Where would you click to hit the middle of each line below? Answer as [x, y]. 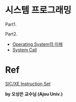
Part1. [11, 24]
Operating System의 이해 [38, 44]
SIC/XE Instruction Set [28, 84]
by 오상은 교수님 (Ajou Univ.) [34, 94]
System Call [25, 50]
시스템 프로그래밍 [38, 10]
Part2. [11, 34]
